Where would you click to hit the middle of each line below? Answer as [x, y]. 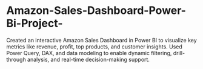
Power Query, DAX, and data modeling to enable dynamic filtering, [89, 53]
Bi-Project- [35, 23]
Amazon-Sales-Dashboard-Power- [96, 11]
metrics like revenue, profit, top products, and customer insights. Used [95, 47]
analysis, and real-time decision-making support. [88, 59]
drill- [179, 53]
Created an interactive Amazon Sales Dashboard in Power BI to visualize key [101, 40]
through [16, 59]
